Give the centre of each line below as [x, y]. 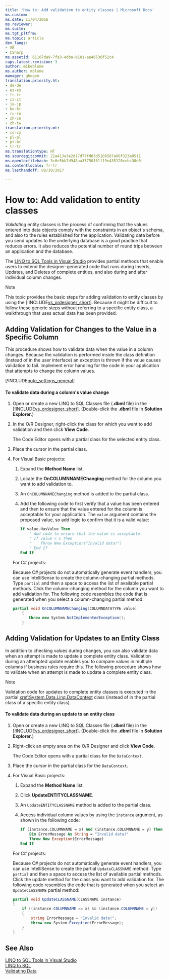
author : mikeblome [24, 66]
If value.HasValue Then [45, 529]
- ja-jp [13, 104]
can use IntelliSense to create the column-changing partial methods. [84, 577]
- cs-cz [13, 132]
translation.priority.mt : [32, 128]
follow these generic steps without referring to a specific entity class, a [79, 308]
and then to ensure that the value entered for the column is [81, 509]
